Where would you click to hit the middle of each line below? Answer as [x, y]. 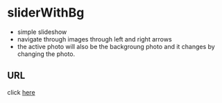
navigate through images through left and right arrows [94, 39]
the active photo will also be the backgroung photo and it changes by [116, 46]
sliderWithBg [46, 13]
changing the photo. [46, 54]
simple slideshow [42, 32]
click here [22, 92]
